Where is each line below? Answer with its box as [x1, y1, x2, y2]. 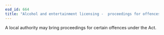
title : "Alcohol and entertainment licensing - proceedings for [5, 12, 141, 16]
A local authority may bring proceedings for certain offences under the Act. [5, 24, 157, 30]
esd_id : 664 [5, 7, 29, 12]
